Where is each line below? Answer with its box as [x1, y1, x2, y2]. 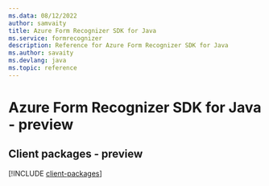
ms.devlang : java [8, 57, 67, 65]
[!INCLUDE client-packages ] [8, 168, 102, 178]
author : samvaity [8, 19, 67, 27]
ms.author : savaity [8, 49, 74, 57]
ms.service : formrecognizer [8, 34, 103, 42]
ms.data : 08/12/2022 [8, 11, 78, 20]
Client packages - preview [8, 148, 143, 161]
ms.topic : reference [8, 64, 78, 72]
